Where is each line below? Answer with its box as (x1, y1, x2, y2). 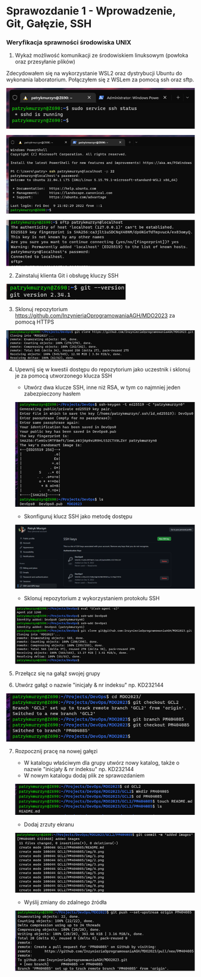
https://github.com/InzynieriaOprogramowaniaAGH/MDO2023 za (14, 312, 175, 319)
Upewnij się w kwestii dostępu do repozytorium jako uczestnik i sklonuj (14, 366, 190, 373)
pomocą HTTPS (14, 318, 54, 325)
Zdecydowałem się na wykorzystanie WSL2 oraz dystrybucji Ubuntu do (6, 70, 182, 77)
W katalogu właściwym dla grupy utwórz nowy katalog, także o (23, 759, 179, 766)
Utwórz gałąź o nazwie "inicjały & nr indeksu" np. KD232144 (14, 681, 164, 689)
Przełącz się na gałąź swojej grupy (14, 669, 100, 677)
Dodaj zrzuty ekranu (23, 821, 75, 828)
